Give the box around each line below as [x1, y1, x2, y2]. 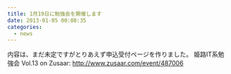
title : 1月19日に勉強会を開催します [7, 10, 102, 18]
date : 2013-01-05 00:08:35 [7, 17, 87, 24]
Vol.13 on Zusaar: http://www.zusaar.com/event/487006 [20, 59, 184, 68]
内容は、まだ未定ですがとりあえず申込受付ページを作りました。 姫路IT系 [7, 50, 218, 58]
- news [13, 30, 33, 37]
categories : [7, 23, 42, 30]
